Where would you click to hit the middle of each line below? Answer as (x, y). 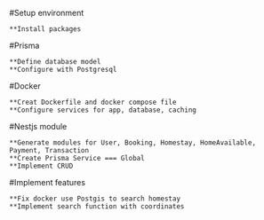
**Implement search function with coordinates (97, 207)
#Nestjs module (38, 126)
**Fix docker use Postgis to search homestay (95, 199)
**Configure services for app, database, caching (103, 110)
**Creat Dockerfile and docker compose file (93, 102)
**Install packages (45, 29)
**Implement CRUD (41, 166)
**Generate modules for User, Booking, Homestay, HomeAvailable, (132, 143)
